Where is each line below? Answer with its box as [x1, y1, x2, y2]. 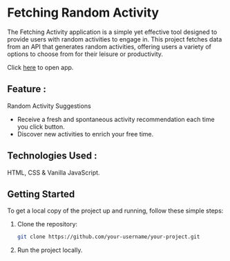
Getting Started [7, 188, 75, 200]
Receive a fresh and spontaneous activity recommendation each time [17, 115, 215, 123]
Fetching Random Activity [7, 5, 160, 21]
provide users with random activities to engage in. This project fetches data [7, 35, 222, 43]
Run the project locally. [17, 246, 83, 254]
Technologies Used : [7, 150, 97, 162]
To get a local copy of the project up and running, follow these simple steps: [7, 206, 224, 215]
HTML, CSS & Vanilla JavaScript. [7, 168, 100, 177]
